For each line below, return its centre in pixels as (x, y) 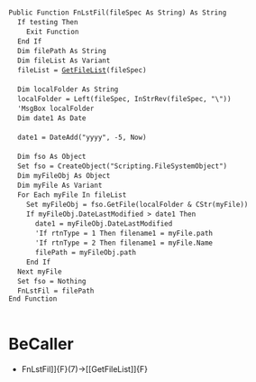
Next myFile (39, 272)
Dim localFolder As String (68, 89)
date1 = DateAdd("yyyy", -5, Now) (82, 137)
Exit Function (52, 32)
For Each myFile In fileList (72, 195)
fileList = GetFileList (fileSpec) (82, 70)
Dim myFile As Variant (59, 185)
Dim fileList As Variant (64, 61)
